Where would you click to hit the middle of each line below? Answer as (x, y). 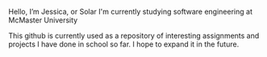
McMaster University (43, 20)
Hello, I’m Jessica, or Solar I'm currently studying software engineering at (130, 12)
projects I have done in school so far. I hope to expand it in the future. (124, 44)
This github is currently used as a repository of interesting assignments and (134, 36)
